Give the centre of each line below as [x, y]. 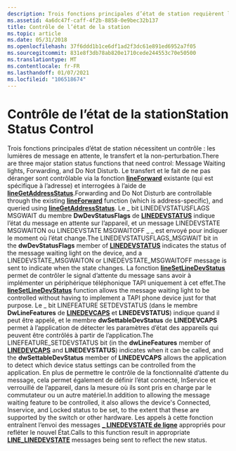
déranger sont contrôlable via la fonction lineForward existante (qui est [110, 178]
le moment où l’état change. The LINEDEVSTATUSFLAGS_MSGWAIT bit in [113, 238]
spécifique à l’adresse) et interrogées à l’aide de [77, 186]
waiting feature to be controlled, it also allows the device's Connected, [109, 402]
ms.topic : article [34, 33]
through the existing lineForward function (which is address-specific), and [115, 201]
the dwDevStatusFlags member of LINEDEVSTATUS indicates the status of [117, 246]
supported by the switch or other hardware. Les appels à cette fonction [110, 418]
